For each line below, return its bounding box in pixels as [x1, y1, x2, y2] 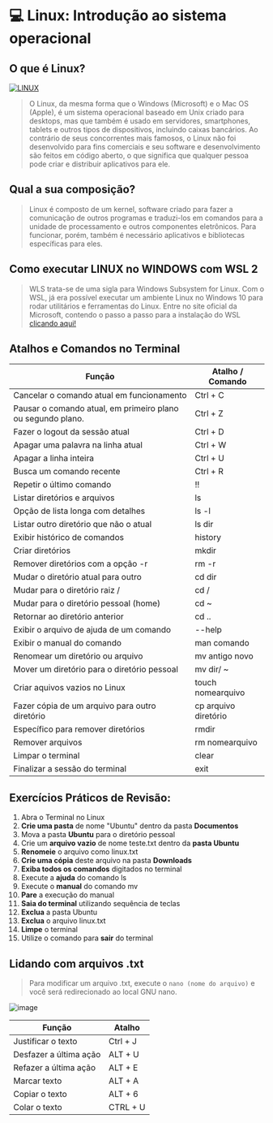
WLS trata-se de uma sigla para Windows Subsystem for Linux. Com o [28, 283, 265, 293]
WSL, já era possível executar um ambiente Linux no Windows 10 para [28, 292, 264, 302]
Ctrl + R [194, 466, 224, 477]
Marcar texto [13, 1075, 62, 1086]
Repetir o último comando [13, 479, 112, 490]
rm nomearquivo [194, 736, 258, 748]
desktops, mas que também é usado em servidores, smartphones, [28, 116, 250, 126]
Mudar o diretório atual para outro [13, 572, 142, 583]
